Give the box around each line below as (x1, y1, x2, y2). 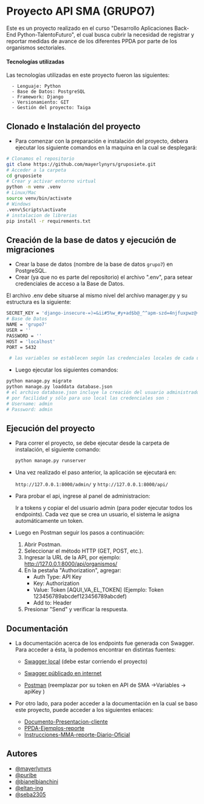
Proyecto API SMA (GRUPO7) (6, 4, 155, 18)
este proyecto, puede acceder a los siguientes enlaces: (15, 706, 154, 714)
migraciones (6, 244, 55, 254)
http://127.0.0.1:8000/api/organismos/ (24, 560, 118, 568)
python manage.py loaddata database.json (6, 384, 113, 390)
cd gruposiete (6, 173, 42, 179)
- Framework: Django (12, 94, 64, 100)
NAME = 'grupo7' (6, 321, 47, 328)
